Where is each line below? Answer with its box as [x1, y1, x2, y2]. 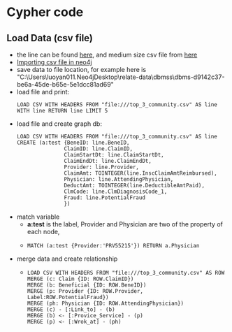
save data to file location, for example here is [16, 66, 147, 73]
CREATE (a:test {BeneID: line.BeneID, [16, 139, 130, 146]
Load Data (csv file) [6, 32, 94, 44]
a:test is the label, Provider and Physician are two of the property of [27, 220, 223, 228]
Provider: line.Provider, [64, 164, 139, 171]
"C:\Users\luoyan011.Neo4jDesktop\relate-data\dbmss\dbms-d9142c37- [16, 73, 225, 81]
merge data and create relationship [16, 254, 118, 263]
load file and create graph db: [16, 120, 103, 128]
